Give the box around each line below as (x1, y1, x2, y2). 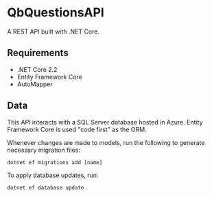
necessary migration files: (7, 146, 81, 154)
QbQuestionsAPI (7, 5, 104, 21)
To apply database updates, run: (7, 171, 99, 179)
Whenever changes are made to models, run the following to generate (7, 138, 205, 146)
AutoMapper (16, 80, 53, 88)
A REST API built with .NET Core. (7, 27, 100, 36)
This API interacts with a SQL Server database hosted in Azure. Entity (7, 118, 204, 126)
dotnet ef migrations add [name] (7, 159, 103, 166)
